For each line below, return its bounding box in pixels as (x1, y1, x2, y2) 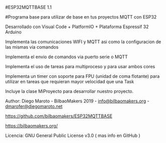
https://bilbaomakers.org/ (5, 123, 58, 128)
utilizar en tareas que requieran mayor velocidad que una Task (5, 79, 134, 84)
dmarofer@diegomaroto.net (5, 103, 63, 109)
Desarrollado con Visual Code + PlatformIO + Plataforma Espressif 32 (5, 24, 149, 30)
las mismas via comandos (5, 44, 59, 50)
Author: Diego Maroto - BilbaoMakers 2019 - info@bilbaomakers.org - (5, 98, 149, 104)
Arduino (5, 29, 22, 35)
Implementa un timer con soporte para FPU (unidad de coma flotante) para (5, 73, 160, 79)
